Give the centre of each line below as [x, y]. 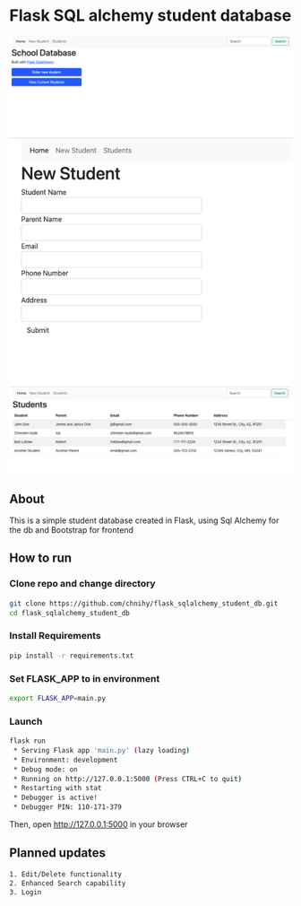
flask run [28, 741]
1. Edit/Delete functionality [66, 874]
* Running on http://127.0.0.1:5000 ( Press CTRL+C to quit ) [128, 779]
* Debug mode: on [45, 769]
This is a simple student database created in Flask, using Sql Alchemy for [144, 520]
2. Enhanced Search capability [68, 883]
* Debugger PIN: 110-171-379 [68, 807]
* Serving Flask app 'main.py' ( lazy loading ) [102, 750]
